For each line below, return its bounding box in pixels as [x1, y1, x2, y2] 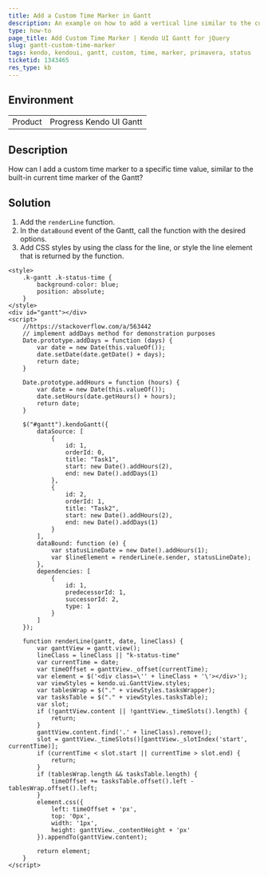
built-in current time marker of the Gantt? [8, 173, 144, 182]
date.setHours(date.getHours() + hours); [37, 393, 177, 401]
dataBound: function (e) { [37, 540, 127, 548]
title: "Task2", [65, 504, 120, 512]
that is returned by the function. [19, 251, 124, 261]
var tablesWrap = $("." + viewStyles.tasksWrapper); [37, 687, 216, 695]
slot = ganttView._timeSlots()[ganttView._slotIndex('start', [37, 735, 248, 743]
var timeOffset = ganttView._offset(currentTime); [37, 665, 209, 674]
